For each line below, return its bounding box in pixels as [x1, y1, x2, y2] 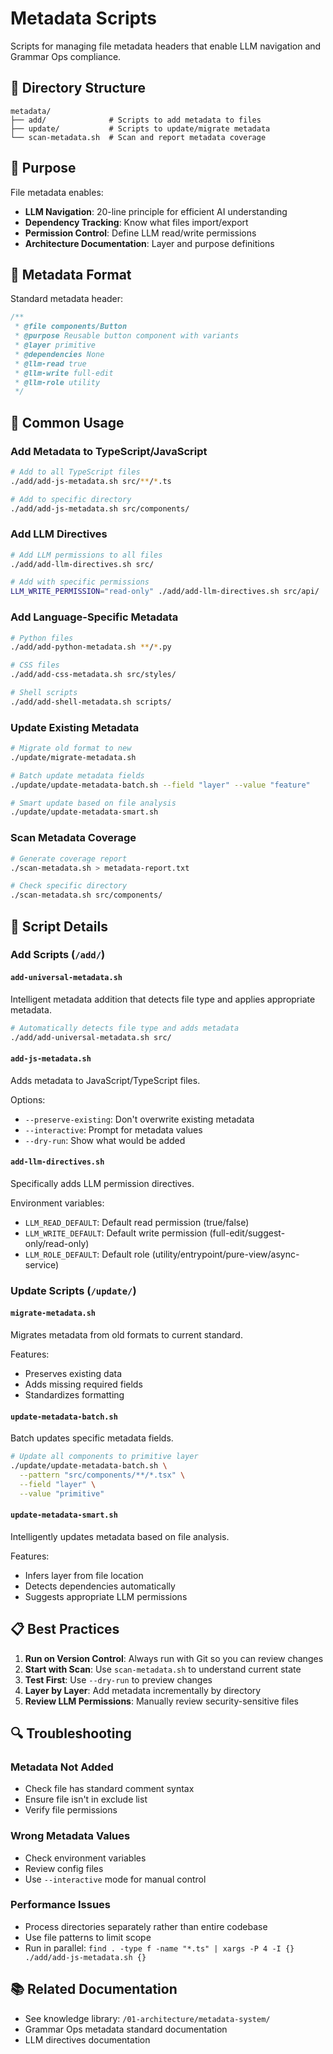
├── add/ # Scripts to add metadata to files [10, 115, 262, 125]
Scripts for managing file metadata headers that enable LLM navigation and [10, 40, 322, 52]
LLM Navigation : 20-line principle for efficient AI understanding [24, 205, 288, 217]
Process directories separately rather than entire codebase [24, 1920, 268, 1932]
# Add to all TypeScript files [10, 467, 141, 477]
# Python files [10, 633, 74, 643]
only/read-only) [24, 1237, 90, 1249]
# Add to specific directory [10, 494, 132, 504]
